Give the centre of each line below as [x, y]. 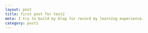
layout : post [18, 9]
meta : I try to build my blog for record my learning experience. [74, 18]
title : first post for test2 [35, 14]
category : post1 [22, 23]
